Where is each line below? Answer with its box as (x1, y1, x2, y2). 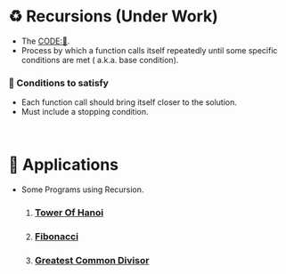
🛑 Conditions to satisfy (8, 77, 109, 89)
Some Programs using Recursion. (20, 184, 144, 195)
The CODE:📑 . (20, 36, 70, 46)
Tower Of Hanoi (34, 206, 104, 219)
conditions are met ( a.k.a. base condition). (20, 54, 179, 65)
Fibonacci (34, 230, 79, 243)
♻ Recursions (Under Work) (8, 6, 219, 27)
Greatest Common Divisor (34, 254, 150, 266)
